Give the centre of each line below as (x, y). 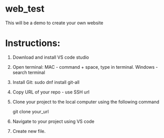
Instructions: (33, 43)
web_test (25, 9)
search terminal (29, 72)
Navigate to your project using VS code (53, 121)
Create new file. (29, 131)
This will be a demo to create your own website (54, 23)
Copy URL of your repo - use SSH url (51, 92)
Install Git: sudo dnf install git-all (46, 82)
